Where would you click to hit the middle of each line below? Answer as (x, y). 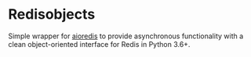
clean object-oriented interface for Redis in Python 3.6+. (99, 44)
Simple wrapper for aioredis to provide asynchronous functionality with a (126, 36)
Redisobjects (52, 14)
